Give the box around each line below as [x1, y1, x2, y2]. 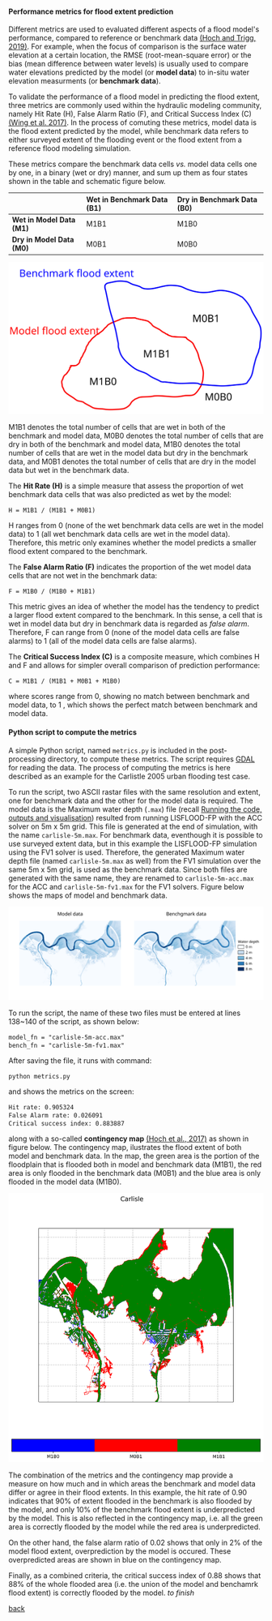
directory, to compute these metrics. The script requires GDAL [47, 754, 255, 764]
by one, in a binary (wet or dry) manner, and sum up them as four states [8, 168, 249, 178]
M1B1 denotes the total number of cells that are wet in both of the [8, 422, 226, 432]
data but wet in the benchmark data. [8, 465, 130, 475]
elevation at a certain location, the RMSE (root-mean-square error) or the [8, 50, 253, 60]
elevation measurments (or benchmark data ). [8, 76, 161, 86]
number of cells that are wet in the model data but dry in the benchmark [8, 448, 249, 458]
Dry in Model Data [11, 235, 74, 245]
